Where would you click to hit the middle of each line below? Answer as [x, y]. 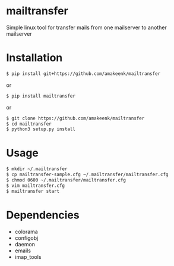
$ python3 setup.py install [41, 129]
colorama [26, 231]
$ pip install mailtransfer [41, 96]
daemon [25, 244]
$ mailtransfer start [33, 191]
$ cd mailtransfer [29, 124]
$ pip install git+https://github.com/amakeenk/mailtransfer [83, 73]
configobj [26, 238]
